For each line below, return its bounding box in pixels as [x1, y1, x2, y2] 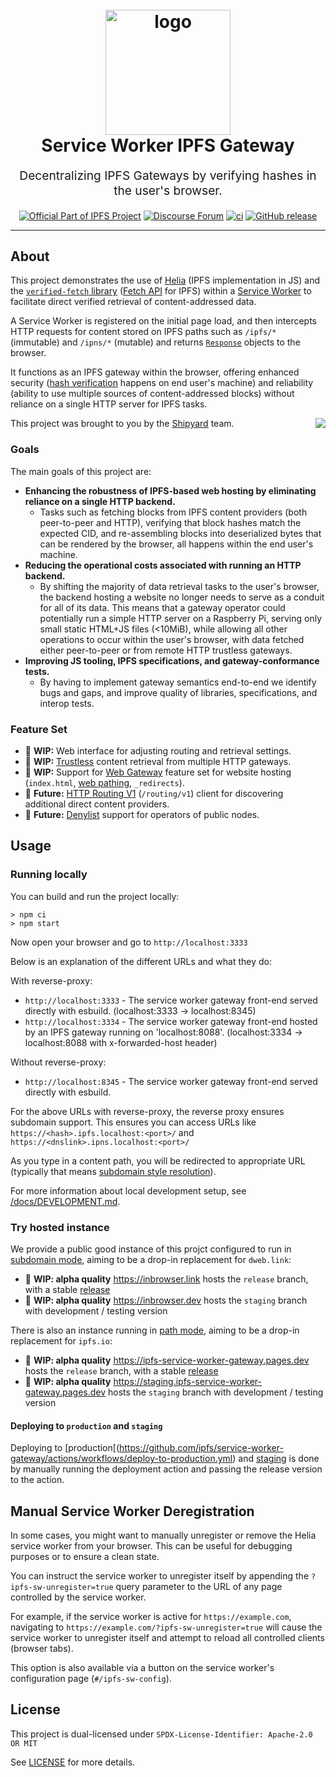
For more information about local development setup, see [10, 1184, 247, 1197]
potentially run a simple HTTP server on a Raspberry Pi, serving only [39, 612, 323, 624]
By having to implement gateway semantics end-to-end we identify [39, 676, 317, 688]
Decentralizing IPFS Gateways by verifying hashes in [19, 168, 317, 184]
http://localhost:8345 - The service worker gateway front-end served [24, 1075, 318, 1087]
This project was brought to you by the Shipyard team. [10, 418, 235, 430]
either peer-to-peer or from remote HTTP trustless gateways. [39, 644, 293, 656]
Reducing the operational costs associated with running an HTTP [24, 559, 302, 571]
